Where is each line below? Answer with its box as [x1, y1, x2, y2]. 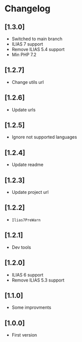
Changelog [4, 3, 51, 14]
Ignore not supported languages [11, 134, 77, 140]
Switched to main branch [11, 36, 62, 42]
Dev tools [11, 244, 31, 250]
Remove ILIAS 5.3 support [11, 277, 65, 283]
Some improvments [11, 304, 52, 310]
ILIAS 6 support [11, 272, 44, 278]
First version [11, 332, 37, 338]
